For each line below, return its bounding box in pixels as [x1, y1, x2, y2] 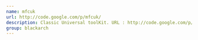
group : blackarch [6, 25, 49, 31]
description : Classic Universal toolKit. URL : [6, 19, 126, 25]
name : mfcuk [6, 8, 35, 15]
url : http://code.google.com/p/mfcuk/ [6, 14, 101, 20]
